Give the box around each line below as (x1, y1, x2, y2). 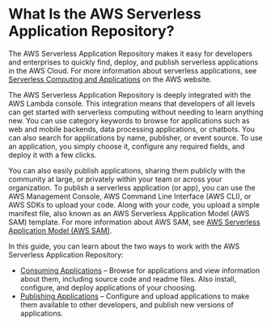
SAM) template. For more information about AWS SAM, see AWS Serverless (8, 217, 260, 227)
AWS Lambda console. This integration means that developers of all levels (8, 98, 256, 108)
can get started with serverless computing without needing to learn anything (8, 107, 264, 117)
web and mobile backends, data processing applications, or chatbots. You (8, 124, 255, 134)
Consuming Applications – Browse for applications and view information (19, 265, 260, 275)
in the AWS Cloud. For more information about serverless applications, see (8, 65, 257, 75)
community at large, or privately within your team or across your (8, 174, 222, 184)
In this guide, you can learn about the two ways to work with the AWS (8, 241, 240, 251)
